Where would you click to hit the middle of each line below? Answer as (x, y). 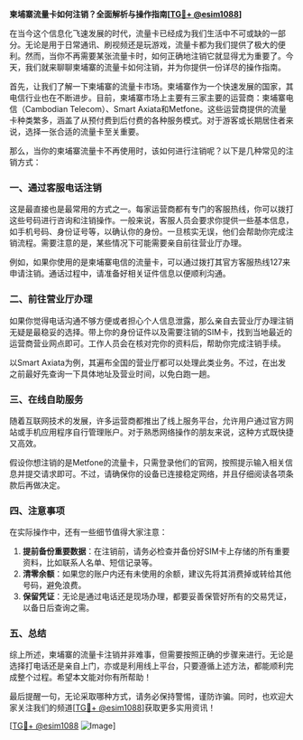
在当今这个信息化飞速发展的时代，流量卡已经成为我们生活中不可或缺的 (140, 33)
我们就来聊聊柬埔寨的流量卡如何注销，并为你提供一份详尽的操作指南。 (155, 67)
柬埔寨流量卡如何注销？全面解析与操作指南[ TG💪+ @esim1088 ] (126, 14)
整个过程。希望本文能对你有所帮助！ (84, 678)
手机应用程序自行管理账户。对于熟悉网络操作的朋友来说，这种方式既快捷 (159, 432)
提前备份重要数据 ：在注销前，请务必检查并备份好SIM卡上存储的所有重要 (156, 551)
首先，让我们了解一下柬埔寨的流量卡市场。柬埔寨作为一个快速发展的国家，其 (151, 86)
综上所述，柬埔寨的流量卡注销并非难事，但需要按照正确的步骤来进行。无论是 (151, 655)
